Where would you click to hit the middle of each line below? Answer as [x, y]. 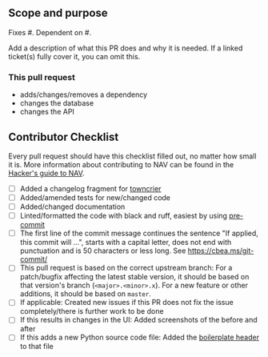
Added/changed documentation [72, 207]
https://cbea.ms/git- [221, 251]
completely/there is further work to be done [92, 311]
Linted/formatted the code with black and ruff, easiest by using [124, 216]
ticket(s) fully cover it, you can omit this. [74, 56]
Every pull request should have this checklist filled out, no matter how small [132, 156]
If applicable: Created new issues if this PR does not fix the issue [126, 303]
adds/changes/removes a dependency [84, 94]
